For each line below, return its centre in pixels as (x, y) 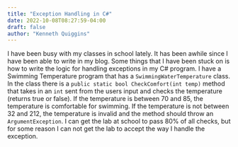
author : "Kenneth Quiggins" (49, 34)
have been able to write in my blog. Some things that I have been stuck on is (119, 61)
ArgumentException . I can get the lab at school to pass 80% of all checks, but (119, 122)
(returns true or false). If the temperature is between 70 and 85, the (106, 99)
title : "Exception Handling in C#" (60, 14)
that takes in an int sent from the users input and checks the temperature (115, 91)
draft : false (27, 27)
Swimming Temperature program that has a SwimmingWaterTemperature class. (119, 76)
